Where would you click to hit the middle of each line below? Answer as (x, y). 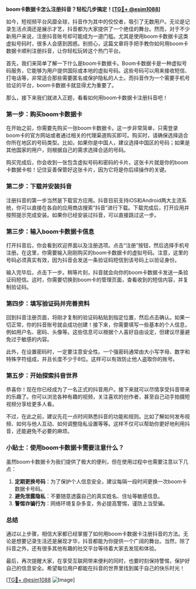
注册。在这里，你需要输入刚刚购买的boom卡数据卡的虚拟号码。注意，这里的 (97, 252)
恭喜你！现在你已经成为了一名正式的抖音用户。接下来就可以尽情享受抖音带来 (98, 390)
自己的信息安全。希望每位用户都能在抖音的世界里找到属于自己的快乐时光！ (95, 568)
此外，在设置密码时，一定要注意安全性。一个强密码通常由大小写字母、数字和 (98, 352)
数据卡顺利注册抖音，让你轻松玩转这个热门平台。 (65, 51)
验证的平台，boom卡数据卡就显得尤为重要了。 (62, 85)
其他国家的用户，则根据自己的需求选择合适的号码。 (67, 150)
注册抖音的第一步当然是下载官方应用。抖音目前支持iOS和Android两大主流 (94, 200)
